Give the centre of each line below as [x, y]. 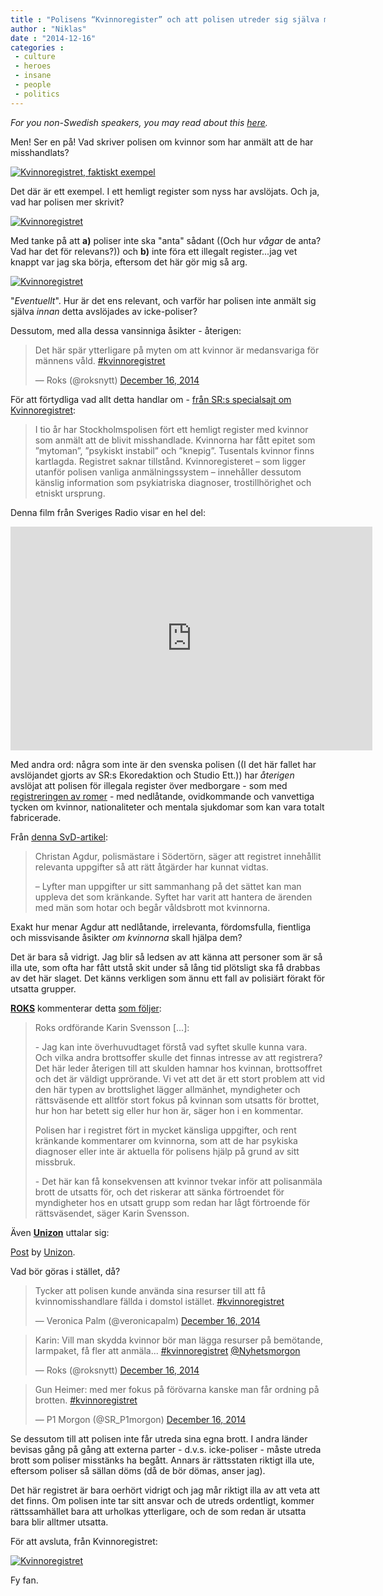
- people [33, 85]
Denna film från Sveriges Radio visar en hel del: [108, 512]
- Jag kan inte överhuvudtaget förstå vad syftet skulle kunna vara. [171, 1047]
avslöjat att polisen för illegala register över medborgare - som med [149, 785]
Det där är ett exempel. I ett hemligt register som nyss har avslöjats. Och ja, [165, 191]
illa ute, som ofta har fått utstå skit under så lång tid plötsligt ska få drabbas [165, 967]
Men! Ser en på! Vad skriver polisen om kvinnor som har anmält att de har [162, 142]
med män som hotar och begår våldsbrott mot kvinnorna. [152, 907]
